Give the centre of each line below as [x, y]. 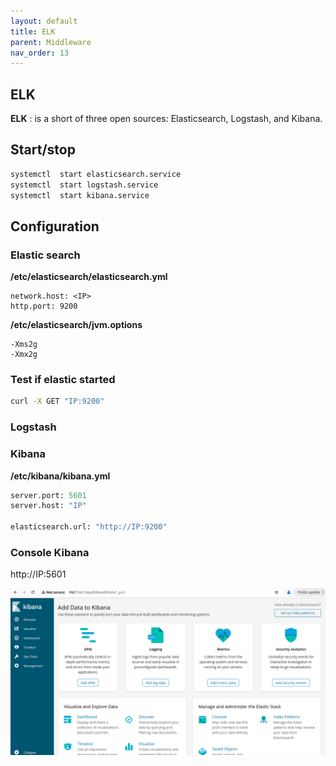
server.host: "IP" [48, 506]
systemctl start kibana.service [80, 195]
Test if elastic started [63, 380]
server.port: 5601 [48, 495]
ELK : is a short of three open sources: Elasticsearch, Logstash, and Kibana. [166, 119]
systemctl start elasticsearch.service [96, 174]
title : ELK [33, 31]
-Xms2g [24, 345]
